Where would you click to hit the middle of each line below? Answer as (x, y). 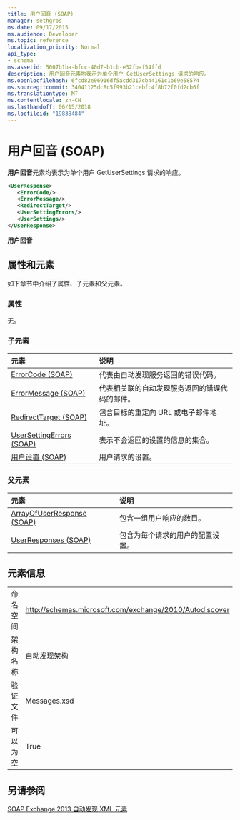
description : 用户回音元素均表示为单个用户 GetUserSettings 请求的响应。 (109, 74)
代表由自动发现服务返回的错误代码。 (160, 375)
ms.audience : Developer (43, 34)
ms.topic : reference (38, 41)
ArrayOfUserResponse (49, 513)
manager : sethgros (35, 21)
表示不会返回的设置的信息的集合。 (156, 440)
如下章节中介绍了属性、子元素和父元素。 (67, 284)
